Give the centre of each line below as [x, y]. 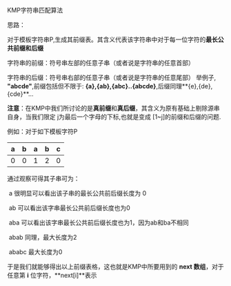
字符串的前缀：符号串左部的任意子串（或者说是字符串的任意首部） [101, 63]
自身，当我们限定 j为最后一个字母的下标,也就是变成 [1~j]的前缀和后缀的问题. [114, 117]
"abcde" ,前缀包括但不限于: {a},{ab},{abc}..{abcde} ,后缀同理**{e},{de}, [110, 86]
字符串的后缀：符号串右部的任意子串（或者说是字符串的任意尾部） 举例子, [111, 77]
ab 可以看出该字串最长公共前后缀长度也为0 [70, 208]
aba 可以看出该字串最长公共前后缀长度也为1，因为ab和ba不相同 [99, 222]
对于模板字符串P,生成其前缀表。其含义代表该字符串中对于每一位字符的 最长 [113, 39]
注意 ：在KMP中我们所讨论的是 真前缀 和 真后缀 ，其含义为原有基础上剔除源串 [113, 108]
